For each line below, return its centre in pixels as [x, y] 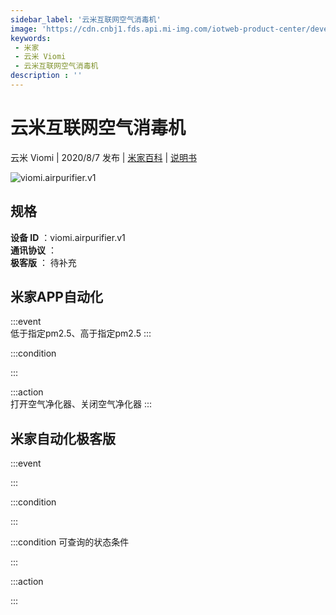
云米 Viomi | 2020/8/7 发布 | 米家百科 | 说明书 [103, 157]
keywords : [31, 38]
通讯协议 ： [33, 250]
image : [24, 29]
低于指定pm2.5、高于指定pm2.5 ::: [81, 333]
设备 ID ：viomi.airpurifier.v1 [68, 237]
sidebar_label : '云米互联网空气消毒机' [86, 19]
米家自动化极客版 [63, 438]
